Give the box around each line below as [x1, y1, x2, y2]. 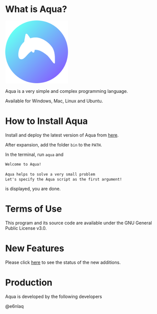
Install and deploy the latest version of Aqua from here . [5, 132, 119, 138]
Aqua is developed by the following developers [5, 293, 102, 299]
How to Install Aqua [5, 115, 88, 127]
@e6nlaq [5, 303, 24, 309]
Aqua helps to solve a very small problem [5, 172, 95, 177]
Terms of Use [5, 203, 62, 215]
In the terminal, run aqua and [5, 151, 64, 158]
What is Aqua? [5, 4, 67, 15]
